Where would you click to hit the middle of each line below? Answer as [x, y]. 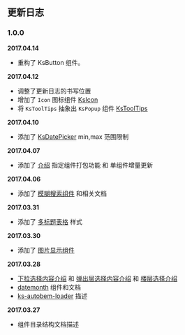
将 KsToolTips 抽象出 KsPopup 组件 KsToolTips [82, 108]
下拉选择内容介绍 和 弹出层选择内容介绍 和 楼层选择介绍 [97, 278]
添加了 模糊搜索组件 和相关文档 [62, 193]
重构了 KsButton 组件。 [51, 62]
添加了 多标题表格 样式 [50, 221]
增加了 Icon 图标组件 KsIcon [58, 99]
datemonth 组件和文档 [49, 287]
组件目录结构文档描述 [48, 324]
